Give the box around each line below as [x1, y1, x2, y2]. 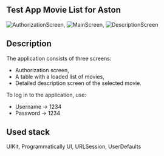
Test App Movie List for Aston [6, 5, 121, 15]
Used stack [6, 127, 50, 137]
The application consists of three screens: [6, 55, 112, 62]
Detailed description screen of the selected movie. [15, 79, 142, 87]
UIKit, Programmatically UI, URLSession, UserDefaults [6, 143, 142, 151]
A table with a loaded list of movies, [15, 73, 104, 80]
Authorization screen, [15, 66, 70, 73]
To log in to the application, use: [6, 91, 87, 98]
